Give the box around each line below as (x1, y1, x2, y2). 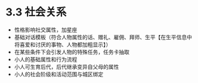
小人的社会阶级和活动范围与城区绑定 (14, 71, 104, 78)
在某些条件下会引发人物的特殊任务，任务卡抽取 (14, 48, 129, 55)
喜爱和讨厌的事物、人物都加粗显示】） (19, 41, 112, 48)
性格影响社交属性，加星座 (14, 26, 78, 33)
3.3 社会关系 (5, 5, 67, 19)
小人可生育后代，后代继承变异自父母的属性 (14, 63, 119, 70)
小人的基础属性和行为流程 (14, 56, 78, 63)
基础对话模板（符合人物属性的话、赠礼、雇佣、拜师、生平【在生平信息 (14, 33, 187, 40)
